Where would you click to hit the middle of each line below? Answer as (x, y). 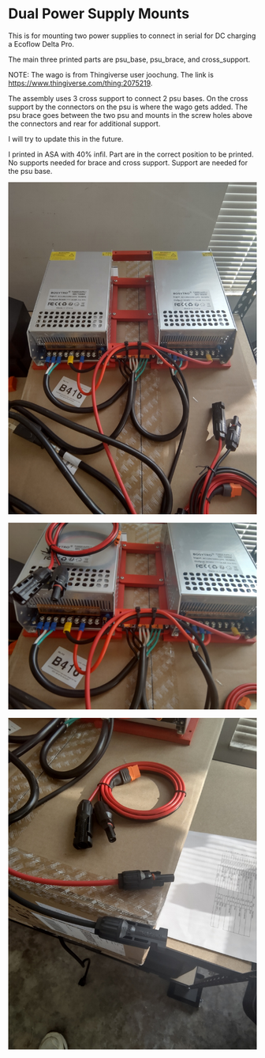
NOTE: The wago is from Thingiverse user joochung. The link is (111, 74)
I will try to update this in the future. (66, 138)
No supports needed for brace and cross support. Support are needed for (128, 162)
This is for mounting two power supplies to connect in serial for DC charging (132, 36)
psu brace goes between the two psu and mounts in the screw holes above (130, 115)
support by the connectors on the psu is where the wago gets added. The (128, 107)
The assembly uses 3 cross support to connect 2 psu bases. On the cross (128, 98)
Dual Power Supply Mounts (99, 14)
